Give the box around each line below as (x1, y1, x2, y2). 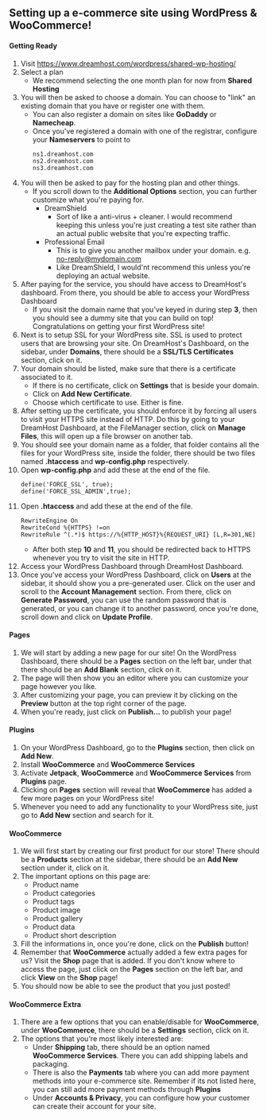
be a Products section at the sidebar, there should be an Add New (20, 854, 238, 865)
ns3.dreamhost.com (32, 164, 94, 172)
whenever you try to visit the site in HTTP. (32, 552, 170, 563)
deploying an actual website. (56, 270, 150, 281)
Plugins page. (20, 776, 67, 786)
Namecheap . (32, 118, 76, 127)
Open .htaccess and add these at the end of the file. (20, 501, 193, 511)
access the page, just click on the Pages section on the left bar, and (20, 965, 243, 974)
